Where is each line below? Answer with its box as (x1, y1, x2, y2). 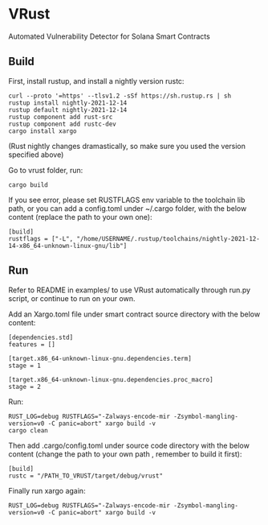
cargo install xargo (8, 126, 78, 135)
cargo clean (8, 426, 48, 435)
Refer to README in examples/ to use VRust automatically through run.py (8, 285, 251, 295)
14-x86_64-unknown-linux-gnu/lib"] (8, 242, 128, 250)
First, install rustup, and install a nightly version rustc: (8, 76, 185, 85)
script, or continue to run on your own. (8, 293, 136, 303)
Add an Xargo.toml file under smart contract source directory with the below (8, 309, 261, 319)
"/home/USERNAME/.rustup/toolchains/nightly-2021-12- (76, 234, 261, 242)
